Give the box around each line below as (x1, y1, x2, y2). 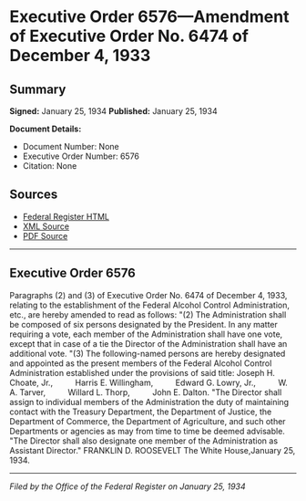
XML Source (22, 221, 70, 232)
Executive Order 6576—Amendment (9, 6, 290, 27)
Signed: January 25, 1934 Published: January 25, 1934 (9, 106, 218, 116)
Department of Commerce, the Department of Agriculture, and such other (9, 415, 286, 426)
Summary (9, 81, 66, 97)
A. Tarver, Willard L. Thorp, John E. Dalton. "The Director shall (9, 386, 282, 398)
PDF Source (22, 230, 68, 241)
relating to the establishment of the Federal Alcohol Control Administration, (9, 299, 290, 310)
